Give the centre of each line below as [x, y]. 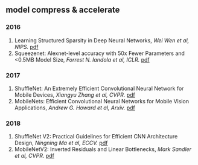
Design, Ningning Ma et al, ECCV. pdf [61, 143]
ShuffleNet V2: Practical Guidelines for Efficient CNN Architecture [96, 137]
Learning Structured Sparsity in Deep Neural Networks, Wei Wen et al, [102, 40]
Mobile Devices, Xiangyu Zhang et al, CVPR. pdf [75, 95]
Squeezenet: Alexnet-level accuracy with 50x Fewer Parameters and [100, 53]
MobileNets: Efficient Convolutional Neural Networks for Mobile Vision [102, 101]
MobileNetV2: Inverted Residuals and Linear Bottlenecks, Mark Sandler [103, 149]
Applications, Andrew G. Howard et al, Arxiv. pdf [75, 108]
